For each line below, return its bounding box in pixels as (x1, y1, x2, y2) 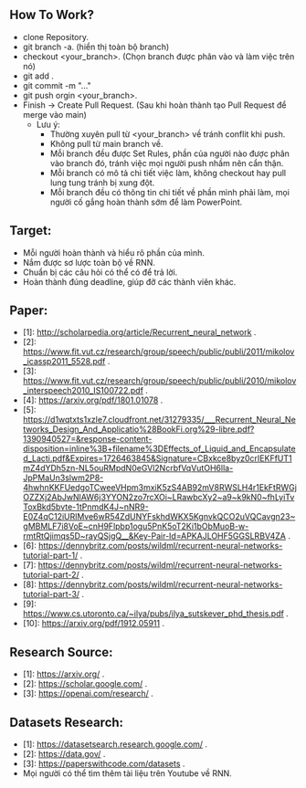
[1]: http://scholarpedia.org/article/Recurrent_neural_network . (22, 327, 257, 338)
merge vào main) (22, 109, 87, 120)
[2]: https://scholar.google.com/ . (22, 678, 148, 689)
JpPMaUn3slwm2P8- (22, 472, 104, 483)
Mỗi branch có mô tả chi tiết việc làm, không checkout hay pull (49, 167, 286, 178)
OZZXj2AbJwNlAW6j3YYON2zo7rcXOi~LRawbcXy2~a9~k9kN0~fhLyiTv (22, 492, 295, 503)
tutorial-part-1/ (22, 550, 79, 561)
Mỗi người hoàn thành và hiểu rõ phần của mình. (22, 247, 206, 258)
